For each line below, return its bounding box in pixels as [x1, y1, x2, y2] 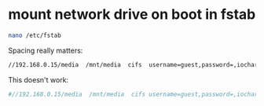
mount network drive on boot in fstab [8, 5, 256, 24]
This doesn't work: [8, 75, 69, 84]
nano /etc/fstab [8, 31, 61, 39]
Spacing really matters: [8, 46, 83, 55]
